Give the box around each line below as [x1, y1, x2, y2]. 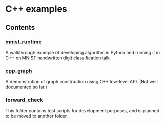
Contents [5, 23, 35, 32]
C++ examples [5, 3, 68, 15]
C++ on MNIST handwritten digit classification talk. [5, 55, 111, 61]
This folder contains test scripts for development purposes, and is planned [5, 108, 160, 114]
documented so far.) [5, 84, 48, 90]
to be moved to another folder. [5, 113, 68, 119]
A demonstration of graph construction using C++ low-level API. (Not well [5, 79, 158, 85]
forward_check [5, 96, 43, 103]
